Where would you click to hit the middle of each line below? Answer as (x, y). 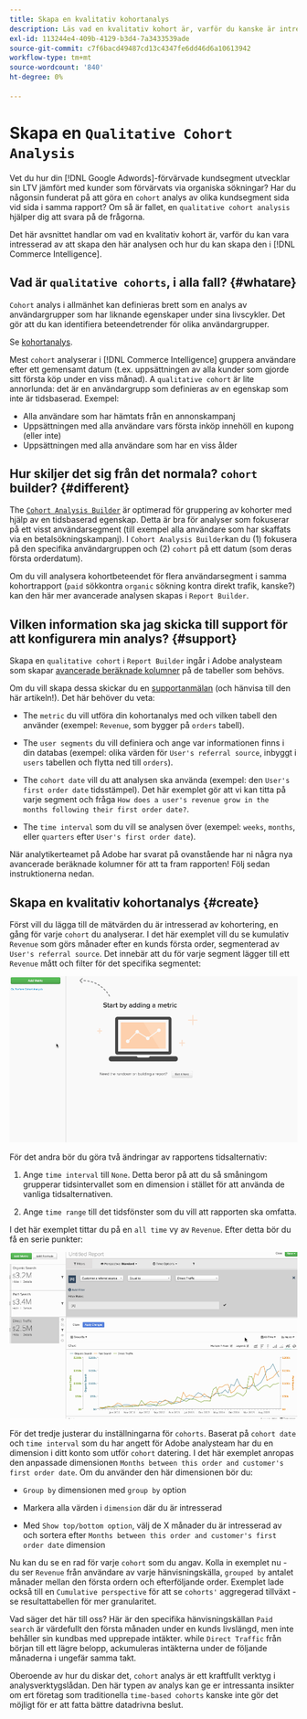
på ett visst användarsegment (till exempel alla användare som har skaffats (150, 529)
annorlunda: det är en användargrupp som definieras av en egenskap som (149, 388)
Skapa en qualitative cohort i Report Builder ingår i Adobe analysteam (146, 661)
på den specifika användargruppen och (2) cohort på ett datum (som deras (151, 549)
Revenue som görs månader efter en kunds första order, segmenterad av (145, 944)
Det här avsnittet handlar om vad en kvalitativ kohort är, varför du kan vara (149, 234)
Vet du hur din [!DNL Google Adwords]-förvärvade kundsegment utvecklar (150, 177)
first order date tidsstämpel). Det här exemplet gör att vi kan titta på (154, 790)
